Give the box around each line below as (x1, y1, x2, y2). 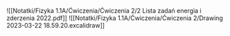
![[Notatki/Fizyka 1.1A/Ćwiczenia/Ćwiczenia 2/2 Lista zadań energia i (6, 7, 202, 15)
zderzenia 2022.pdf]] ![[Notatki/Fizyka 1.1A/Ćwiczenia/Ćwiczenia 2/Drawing (6, 14, 223, 22)
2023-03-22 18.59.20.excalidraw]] (6, 21, 105, 29)
